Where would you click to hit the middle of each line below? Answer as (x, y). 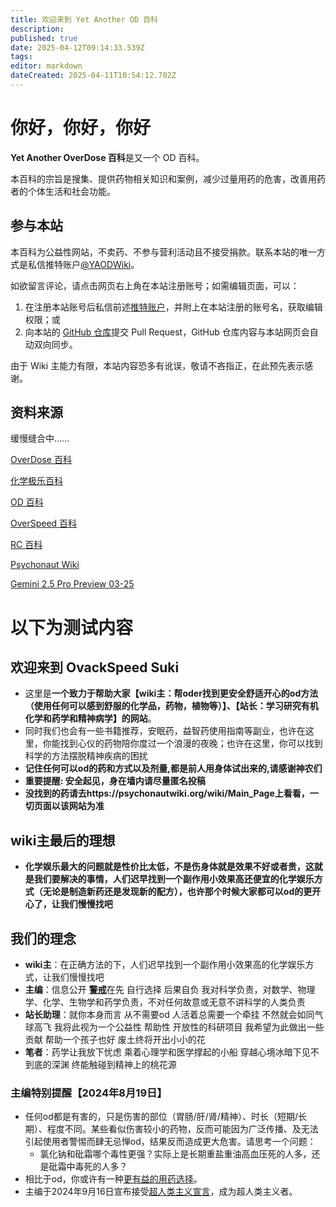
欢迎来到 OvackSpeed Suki (95, 667)
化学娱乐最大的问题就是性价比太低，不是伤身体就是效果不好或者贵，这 (169, 867)
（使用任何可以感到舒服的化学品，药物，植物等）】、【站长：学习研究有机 (171, 706)
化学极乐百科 (36, 481)
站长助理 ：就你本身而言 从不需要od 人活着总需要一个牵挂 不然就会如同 (169, 1015)
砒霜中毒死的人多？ (88, 1167)
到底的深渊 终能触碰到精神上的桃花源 (100, 1065)
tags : (21, 57)
